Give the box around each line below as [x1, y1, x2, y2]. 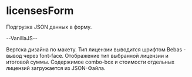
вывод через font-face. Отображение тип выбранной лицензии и [6, 52, 169, 59]
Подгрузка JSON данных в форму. [6, 23, 92, 30]
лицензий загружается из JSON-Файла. [6, 64, 106, 71]
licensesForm [6, 4, 74, 17]
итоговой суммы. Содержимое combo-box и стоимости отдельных [6, 58, 175, 65]
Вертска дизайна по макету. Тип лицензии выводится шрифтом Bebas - [6, 45, 186, 53]
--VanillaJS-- [6, 34, 38, 41]
